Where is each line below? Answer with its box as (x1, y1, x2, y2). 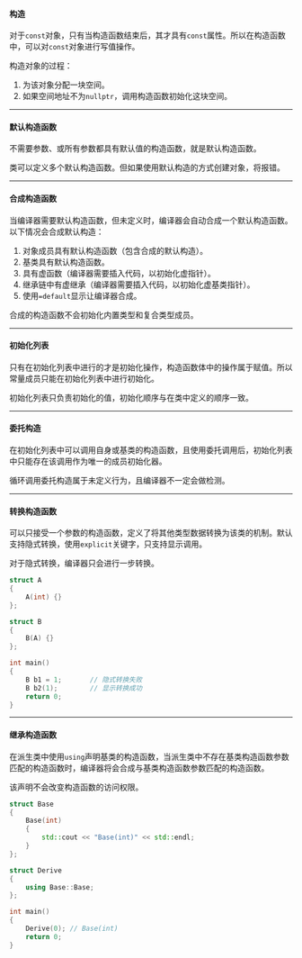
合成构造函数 (9, 194, 57, 203)
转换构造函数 (9, 505, 57, 517)
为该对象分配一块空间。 (22, 79, 110, 90)
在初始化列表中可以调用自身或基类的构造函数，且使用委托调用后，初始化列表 (9, 445, 293, 456)
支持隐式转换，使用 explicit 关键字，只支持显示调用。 (9, 538, 208, 549)
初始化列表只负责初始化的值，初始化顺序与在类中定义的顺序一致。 (9, 392, 253, 402)
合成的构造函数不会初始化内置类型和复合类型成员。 (9, 309, 199, 320)
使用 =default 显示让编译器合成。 (22, 290, 142, 301)
